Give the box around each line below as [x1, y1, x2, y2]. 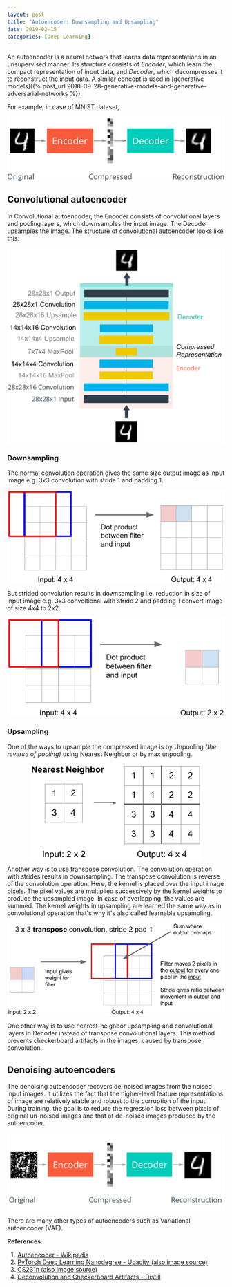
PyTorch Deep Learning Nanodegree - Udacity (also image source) [17, 1258, 209, 1266]
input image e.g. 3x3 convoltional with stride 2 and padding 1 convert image [7, 596, 223, 605]
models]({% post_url [7, 82, 66, 91]
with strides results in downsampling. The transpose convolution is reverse [7, 872, 220, 881]
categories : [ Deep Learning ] [7, 33, 91, 40]
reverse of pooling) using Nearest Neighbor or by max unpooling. [7, 750, 193, 758]
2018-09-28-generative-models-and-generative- [66, 82, 207, 91]
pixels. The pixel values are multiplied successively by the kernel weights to [7, 887, 222, 895]
